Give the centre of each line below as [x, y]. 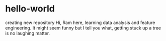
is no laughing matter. [28, 33]
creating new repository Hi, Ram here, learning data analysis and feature [80, 22]
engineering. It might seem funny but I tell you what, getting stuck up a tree [83, 27]
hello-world [30, 9]
